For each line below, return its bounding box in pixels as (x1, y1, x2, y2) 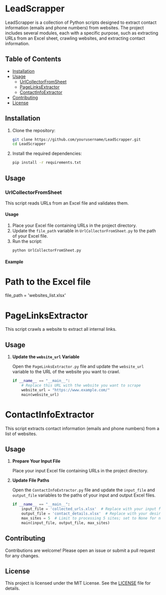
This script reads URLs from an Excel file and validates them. (5, 200, 129, 206)
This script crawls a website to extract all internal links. (5, 326, 117, 332)
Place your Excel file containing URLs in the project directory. (12, 223, 137, 228)
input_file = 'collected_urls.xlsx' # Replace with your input (21, 507, 157, 512)
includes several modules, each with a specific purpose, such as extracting (5, 30, 159, 36)
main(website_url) (21, 392, 59, 397)
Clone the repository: (12, 127, 56, 133)
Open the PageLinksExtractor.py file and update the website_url (12, 364, 144, 370)
